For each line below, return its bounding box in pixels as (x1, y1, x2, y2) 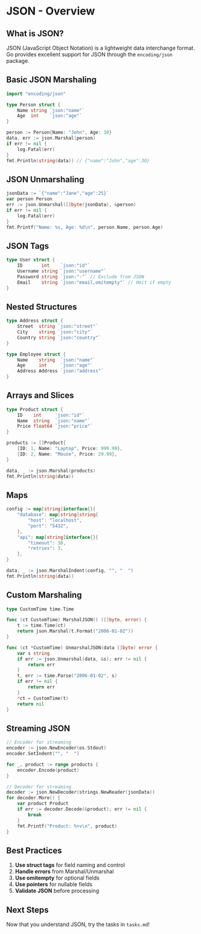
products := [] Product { (6, 440, 66, 446)
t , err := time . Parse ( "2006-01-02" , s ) (17, 673, 118, 679)
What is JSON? (6, 28, 65, 39)
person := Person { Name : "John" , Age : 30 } (6, 129, 112, 136)
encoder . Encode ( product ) (17, 767, 80, 773)
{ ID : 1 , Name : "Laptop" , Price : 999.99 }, (17, 446, 123, 452)
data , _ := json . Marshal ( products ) (6, 468, 96, 474)
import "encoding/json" (6, 91, 66, 97)
